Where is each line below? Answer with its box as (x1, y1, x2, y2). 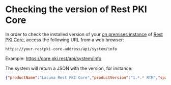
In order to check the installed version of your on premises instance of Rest (5, 31, 163, 37)
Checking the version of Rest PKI (5, 4, 148, 15)
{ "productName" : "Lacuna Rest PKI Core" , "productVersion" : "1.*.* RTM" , (5, 75, 158, 80)
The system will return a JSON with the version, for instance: (5, 65, 133, 71)
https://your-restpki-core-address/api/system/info (5, 46, 117, 51)
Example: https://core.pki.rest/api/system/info (5, 55, 102, 62)
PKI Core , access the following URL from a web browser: (5, 37, 125, 43)
